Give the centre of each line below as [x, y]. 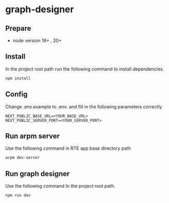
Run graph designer [38, 174]
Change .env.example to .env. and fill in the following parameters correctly [84, 106]
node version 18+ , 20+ [37, 40]
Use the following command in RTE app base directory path [68, 148]
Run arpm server [33, 136]
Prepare [18, 28]
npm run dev [18, 195]
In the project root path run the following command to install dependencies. [85, 69]
